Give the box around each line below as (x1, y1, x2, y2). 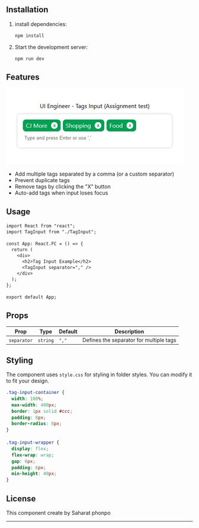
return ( (11, 247, 33, 253)
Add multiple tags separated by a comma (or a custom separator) (14, 170, 175, 177)
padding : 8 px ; (11, 415, 46, 421)
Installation (6, 5, 49, 15)
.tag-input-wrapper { (6, 440, 60, 446)
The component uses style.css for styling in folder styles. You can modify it (6, 371, 192, 378)
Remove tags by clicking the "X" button (14, 183, 111, 190)
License (6, 494, 36, 504)
